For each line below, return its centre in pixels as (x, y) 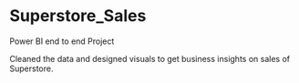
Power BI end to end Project (62, 41)
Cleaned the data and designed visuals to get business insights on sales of (149, 58)
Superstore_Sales (78, 16)
